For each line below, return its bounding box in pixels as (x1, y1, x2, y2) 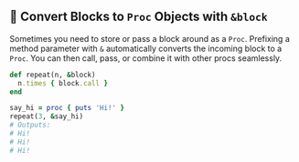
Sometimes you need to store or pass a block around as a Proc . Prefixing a (9, 33, 290, 44)
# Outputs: (9, 120, 51, 130)
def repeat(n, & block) (9, 70, 96, 79)
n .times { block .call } (17, 78, 108, 87)
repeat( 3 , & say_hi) (9, 112, 84, 121)
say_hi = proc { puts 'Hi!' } (9, 104, 125, 113)
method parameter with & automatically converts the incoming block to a (9, 43, 283, 54)
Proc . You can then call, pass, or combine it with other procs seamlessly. (9, 52, 283, 64)
